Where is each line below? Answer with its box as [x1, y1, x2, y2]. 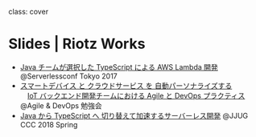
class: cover [8, 7, 49, 16]
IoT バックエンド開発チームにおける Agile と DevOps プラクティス [27, 91, 246, 100]
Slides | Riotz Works [8, 35, 146, 53]
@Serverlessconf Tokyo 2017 [19, 71, 118, 81]
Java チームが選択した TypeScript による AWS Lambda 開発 [19, 62, 219, 71]
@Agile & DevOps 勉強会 [19, 100, 102, 111]
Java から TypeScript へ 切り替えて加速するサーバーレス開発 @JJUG [19, 111, 249, 120]
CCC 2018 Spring [19, 119, 78, 129]
